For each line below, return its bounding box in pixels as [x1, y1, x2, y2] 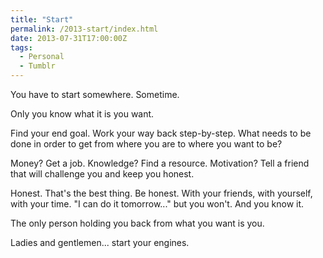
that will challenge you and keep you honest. [10, 168, 195, 180]
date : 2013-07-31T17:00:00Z [10, 33, 128, 43]
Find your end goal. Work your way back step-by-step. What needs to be [10, 127, 312, 139]
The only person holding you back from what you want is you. [10, 217, 265, 229]
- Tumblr [19, 61, 56, 71]
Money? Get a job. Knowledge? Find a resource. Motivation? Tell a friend [10, 157, 310, 169]
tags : [10, 42, 33, 53]
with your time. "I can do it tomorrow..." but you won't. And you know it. [10, 198, 305, 210]
